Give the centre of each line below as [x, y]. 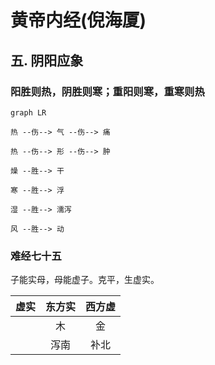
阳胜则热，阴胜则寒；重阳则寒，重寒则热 [107, 91]
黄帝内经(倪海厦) [78, 20]
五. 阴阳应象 [47, 60]
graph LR [28, 112]
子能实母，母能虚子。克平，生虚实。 [85, 280]
